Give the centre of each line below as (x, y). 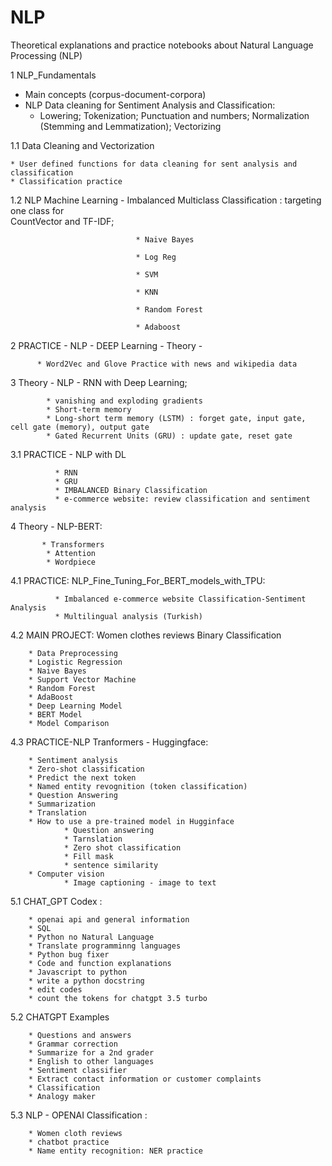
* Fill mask (88, 856)
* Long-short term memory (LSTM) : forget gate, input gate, (176, 418)
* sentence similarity (111, 865)
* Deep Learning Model (75, 706)
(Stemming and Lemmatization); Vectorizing (130, 126)
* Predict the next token (82, 777)
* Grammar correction (73, 1044)
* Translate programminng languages (105, 946)
